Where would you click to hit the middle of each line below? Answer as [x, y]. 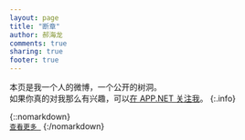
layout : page [34, 18]
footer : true [34, 60]
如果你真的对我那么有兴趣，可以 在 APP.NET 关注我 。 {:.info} [122, 98]
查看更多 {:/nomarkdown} [57, 126]
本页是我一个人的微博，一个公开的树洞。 [85, 87]
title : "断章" [35, 26]
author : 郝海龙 [36, 35]
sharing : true [37, 52]
